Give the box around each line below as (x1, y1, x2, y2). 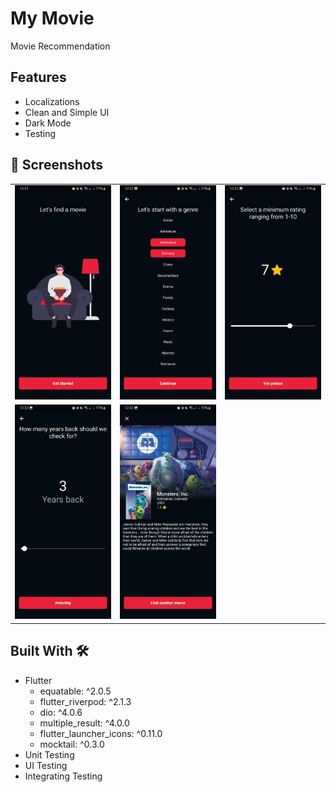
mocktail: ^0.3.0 (39, 738, 105, 750)
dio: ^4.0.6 (39, 706, 83, 718)
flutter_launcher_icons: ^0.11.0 (39, 727, 163, 739)
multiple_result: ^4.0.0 (39, 717, 130, 729)
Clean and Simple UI (24, 106, 110, 118)
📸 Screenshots (10, 157, 104, 174)
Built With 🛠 (10, 643, 90, 660)
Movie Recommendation (10, 40, 111, 52)
